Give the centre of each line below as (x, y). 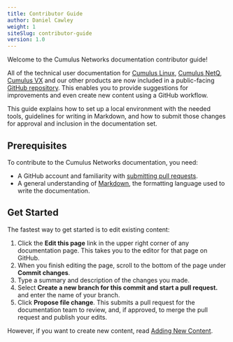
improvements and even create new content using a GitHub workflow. (108, 96)
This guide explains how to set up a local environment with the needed (109, 109)
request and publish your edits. (62, 317)
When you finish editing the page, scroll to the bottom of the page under (121, 265)
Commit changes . (44, 272)
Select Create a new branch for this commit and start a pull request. (118, 288)
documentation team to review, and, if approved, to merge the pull (113, 310)
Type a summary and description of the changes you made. (104, 280)
